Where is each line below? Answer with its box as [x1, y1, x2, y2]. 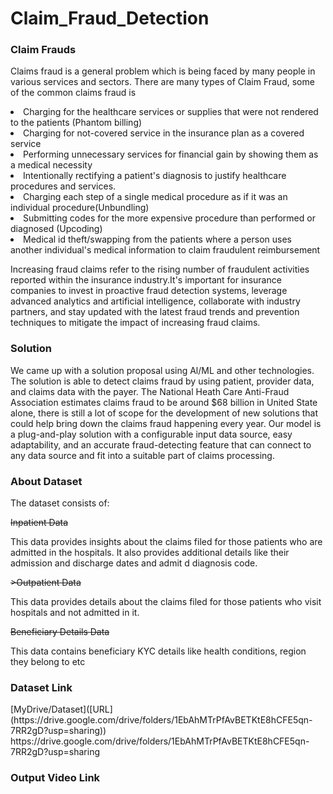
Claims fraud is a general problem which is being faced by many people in [10, 65, 316, 77]
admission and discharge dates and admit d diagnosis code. [10, 557, 258, 569]
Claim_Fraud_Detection [10, 7, 210, 30]
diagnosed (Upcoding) [10, 223, 103, 235]
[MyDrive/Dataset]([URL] [10, 703, 113, 716]
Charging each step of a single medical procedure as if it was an [23, 191, 288, 203]
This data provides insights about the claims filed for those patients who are [10, 536, 323, 548]
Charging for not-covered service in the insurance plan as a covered [23, 127, 305, 139]
